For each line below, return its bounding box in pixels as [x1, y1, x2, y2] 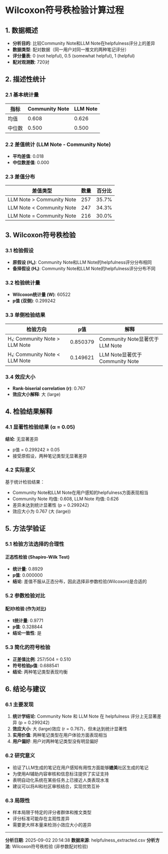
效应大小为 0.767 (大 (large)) [12, 508, 71, 514]
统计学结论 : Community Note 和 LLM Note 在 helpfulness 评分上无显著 [12, 713, 157, 719]
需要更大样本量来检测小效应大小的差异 [12, 822, 91, 828]
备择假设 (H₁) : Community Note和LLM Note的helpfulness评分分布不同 [12, 265, 156, 271]
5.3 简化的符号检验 [5, 644, 50, 651]
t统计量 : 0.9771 [12, 618, 43, 624]
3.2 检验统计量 [5, 279, 40, 286]
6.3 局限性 [5, 797, 30, 804]
